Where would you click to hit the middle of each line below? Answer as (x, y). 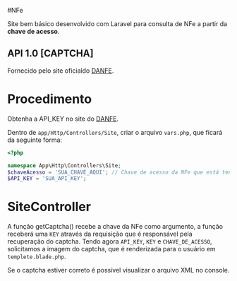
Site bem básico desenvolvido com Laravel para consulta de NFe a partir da (117, 24)
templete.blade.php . (37, 256)
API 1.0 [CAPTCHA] (50, 53)
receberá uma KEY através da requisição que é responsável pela (100, 234)
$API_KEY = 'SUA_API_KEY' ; (47, 179)
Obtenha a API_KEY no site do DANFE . (63, 119)
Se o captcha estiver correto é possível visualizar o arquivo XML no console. (119, 270)
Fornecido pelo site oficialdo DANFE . (61, 71)
